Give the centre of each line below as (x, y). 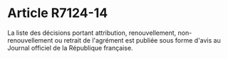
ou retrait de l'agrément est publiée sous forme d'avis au (138, 40)
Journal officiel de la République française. (70, 48)
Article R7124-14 (58, 13)
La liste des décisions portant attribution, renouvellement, (92, 33)
